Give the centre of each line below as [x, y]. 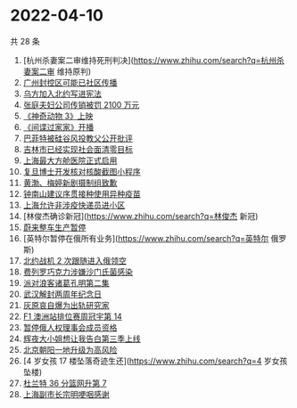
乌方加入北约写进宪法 [62, 94]
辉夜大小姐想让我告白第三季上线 [82, 339]
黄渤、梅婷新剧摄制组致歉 [70, 183]
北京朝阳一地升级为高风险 [70, 349]
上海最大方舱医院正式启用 [70, 160]
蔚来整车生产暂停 [54, 227]
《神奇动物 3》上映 [58, 116]
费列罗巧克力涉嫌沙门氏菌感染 [78, 272]
